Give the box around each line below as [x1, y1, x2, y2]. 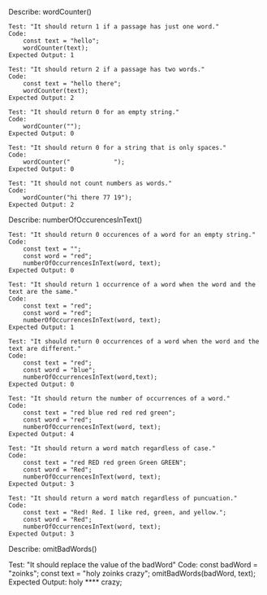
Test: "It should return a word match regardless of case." [8, 444, 217, 453]
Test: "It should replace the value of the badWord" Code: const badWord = [8, 560, 258, 569]
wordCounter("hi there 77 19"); [23, 194, 132, 202]
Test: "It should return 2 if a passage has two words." [8, 65, 205, 73]
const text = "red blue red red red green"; [23, 409, 176, 417]
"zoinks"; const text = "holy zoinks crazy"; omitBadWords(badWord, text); [8, 569, 256, 578]
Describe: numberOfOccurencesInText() [8, 215, 143, 225]
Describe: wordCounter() [8, 7, 92, 16]
